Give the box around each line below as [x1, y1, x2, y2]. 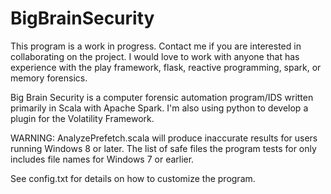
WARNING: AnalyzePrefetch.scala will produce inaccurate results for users [10, 132, 318, 144]
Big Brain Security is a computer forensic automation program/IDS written [10, 91, 314, 103]
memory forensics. [10, 72, 88, 84]
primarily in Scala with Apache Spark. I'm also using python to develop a [10, 102, 309, 114]
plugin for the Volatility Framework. [10, 112, 155, 124]
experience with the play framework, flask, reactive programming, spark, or [10, 61, 322, 73]
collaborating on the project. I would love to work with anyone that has [10, 50, 300, 62]
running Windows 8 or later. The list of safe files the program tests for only [10, 142, 317, 154]
